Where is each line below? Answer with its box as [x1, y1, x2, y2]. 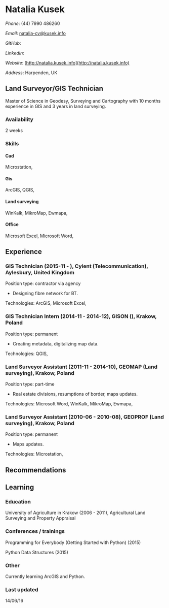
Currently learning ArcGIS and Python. [5, 573, 85, 580]
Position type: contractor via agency [5, 280, 81, 286]
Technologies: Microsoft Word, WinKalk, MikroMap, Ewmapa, [5, 401, 133, 407]
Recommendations [5, 466, 66, 474]
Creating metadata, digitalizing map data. [12, 340, 99, 346]
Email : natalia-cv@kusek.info [5, 30, 66, 36]
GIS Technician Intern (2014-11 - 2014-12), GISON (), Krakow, [5, 313, 157, 320]
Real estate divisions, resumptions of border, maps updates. [12, 391, 138, 397]
